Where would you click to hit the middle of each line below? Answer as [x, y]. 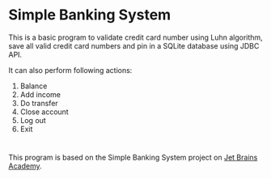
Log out [33, 120]
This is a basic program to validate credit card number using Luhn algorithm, [135, 37]
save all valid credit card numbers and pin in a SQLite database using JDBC [134, 45]
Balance [34, 86]
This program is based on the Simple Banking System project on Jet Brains [133, 158]
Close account [44, 112]
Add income [40, 94]
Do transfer [39, 103]
